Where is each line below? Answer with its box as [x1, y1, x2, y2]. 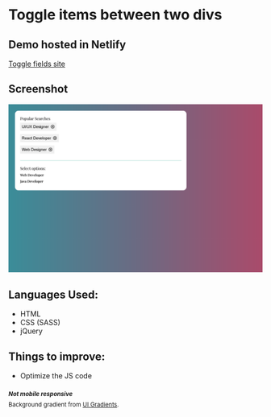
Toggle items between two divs [8, 6, 223, 24]
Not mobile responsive [8, 390, 73, 398]
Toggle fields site [8, 59, 66, 68]
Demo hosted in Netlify [8, 38, 127, 52]
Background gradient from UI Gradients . [8, 400, 119, 408]
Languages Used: [8, 287, 99, 301]
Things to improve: [8, 349, 106, 363]
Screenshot [8, 82, 69, 96]
